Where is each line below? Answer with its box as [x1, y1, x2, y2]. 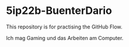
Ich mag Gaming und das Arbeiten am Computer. [6, 34, 124, 41]
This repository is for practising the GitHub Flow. [6, 23, 123, 30]
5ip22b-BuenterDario [6, 4, 113, 17]
